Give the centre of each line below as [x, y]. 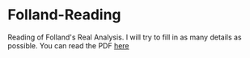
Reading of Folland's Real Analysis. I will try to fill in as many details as [125, 37]
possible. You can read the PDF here [69, 45]
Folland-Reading [65, 15]
